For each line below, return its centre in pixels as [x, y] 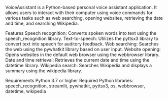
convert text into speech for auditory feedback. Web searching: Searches [82, 44]
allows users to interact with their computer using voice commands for [79, 13]
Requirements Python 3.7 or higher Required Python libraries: [69, 81]
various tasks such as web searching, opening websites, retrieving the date [84, 18]
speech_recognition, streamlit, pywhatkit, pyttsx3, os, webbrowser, [75, 86]
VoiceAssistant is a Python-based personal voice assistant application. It [81, 7]
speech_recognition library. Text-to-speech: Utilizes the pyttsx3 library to [82, 38]
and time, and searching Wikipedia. [42, 23]
